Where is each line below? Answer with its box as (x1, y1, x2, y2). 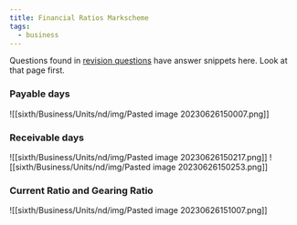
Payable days (9, 87, 70, 100)
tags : (9, 22, 30, 31)
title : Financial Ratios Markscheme (9, 13, 149, 23)
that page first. (9, 65, 66, 76)
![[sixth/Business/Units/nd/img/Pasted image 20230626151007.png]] (9, 205, 268, 216)
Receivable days (9, 131, 85, 144)
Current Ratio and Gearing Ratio (9, 184, 154, 197)
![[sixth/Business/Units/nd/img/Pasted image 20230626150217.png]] (9, 151, 268, 162)
